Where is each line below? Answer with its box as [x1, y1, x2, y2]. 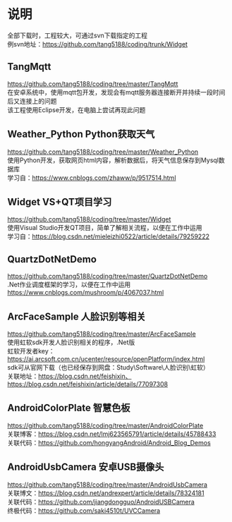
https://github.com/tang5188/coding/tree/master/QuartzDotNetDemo [7, 272, 208, 281]
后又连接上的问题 [7, 97, 57, 105]
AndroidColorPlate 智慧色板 [7, 402, 130, 414]
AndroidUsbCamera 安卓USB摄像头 [7, 461, 164, 473]
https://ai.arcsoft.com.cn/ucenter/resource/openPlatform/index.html [7, 355, 205, 363]
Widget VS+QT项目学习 [7, 195, 112, 208]
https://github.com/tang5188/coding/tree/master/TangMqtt [7, 79, 178, 88]
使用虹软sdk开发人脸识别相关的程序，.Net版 [7, 338, 135, 346]
